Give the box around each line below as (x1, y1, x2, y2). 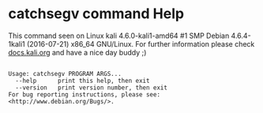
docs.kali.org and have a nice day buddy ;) (8, 47, 147, 57)
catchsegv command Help (8, 5, 184, 23)
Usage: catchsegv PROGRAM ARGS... (8, 70, 122, 77)
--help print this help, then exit (15, 77, 150, 85)
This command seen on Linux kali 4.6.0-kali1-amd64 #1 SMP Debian (8, 31, 230, 40)
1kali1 (8, 39, 25, 48)
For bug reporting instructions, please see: (8, 90, 160, 99)
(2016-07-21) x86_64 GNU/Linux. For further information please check (26, 39, 255, 48)
